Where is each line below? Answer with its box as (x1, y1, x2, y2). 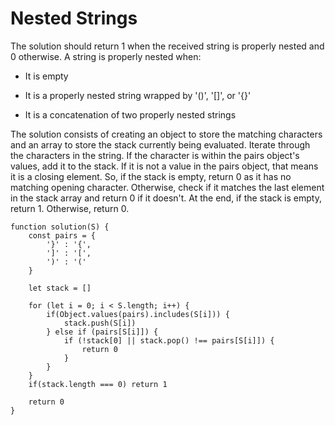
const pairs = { (28, 230, 97, 241)
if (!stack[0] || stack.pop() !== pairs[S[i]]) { (63, 335, 275, 346)
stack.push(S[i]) (63, 318, 137, 328)
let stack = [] (28, 283, 92, 293)
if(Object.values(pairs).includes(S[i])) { (46, 309, 230, 319)
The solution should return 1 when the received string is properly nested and (10, 40, 325, 52)
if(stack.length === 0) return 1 (28, 379, 168, 389)
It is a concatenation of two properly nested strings (24, 108, 237, 121)
